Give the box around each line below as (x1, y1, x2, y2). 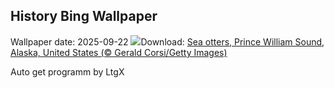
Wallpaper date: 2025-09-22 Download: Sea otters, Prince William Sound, (10, 35, 325, 48)
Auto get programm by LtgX (10, 65, 125, 78)
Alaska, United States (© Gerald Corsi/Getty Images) (10, 46, 228, 58)
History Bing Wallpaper (10, 8, 158, 25)
